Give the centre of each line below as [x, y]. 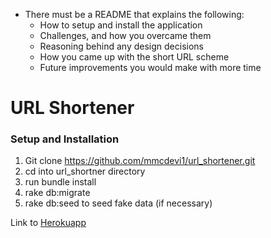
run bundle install [60, 182]
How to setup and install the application [121, 25]
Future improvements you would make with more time [150, 67]
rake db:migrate [57, 193]
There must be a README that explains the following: [134, 14]
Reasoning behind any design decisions [121, 46]
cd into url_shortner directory [85, 171]
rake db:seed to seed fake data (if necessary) [118, 203]
